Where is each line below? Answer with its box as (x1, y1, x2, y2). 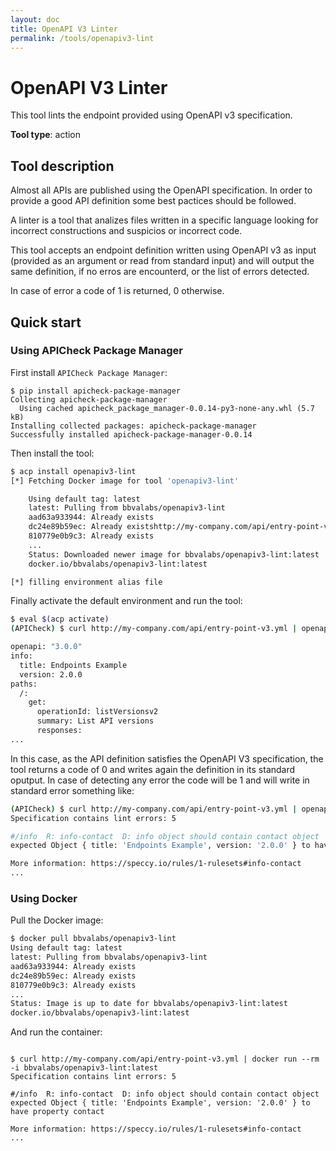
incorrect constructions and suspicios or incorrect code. (10, 225, 243, 237)
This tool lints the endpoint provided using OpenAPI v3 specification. (10, 109, 293, 121)
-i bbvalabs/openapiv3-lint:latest (10, 1063, 159, 1073)
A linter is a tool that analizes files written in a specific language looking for (10, 214, 319, 226)
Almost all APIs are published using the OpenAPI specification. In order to (10, 184, 313, 196)
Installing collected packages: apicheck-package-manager (10, 421, 257, 431)
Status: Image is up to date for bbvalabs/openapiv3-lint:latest (10, 999, 288, 1009)
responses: (36, 726, 83, 736)
